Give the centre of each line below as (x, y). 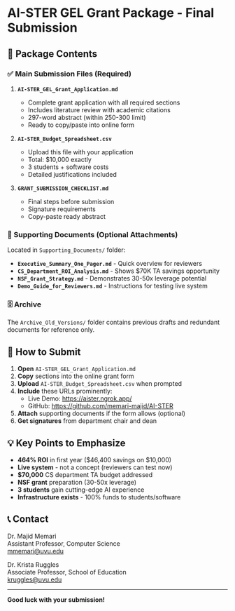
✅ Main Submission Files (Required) (69, 74)
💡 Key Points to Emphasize (66, 443)
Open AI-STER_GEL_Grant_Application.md (77, 369)
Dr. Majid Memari (32, 536)
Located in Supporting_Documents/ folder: (66, 250)
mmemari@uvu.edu (36, 551)
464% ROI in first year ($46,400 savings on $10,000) (94, 460)
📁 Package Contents (52, 54)
